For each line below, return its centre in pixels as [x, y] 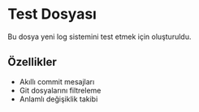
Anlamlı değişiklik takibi [58, 99]
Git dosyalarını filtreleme [60, 90]
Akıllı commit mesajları [57, 81]
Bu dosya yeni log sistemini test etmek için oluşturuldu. [99, 37]
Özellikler [32, 62]
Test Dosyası [52, 14]
